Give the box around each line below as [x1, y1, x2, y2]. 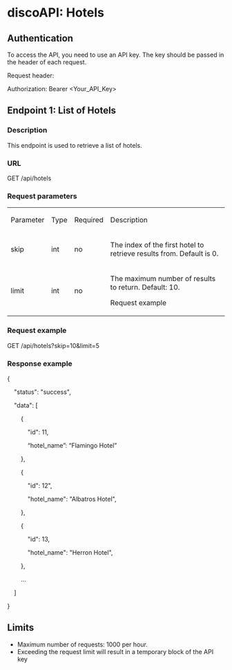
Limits [7, 622, 35, 633]
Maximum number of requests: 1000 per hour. [17, 640, 148, 649]
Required [74, 216, 104, 225]
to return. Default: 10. [110, 283, 180, 292]
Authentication [7, 32, 74, 44]
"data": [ [13, 401, 38, 409]
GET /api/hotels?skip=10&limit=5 [7, 341, 100, 350]
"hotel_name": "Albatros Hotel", [27, 495, 117, 503]
